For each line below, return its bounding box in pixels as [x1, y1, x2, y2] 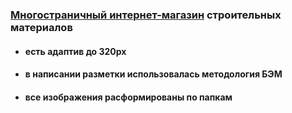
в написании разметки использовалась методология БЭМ [24, 68, 283, 80]
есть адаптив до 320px [24, 45, 127, 57]
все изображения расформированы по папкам [24, 91, 233, 103]
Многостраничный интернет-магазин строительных [10, 8, 282, 22]
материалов [10, 20, 73, 34]
